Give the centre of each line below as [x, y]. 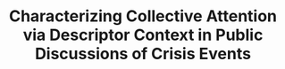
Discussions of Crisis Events [143, 54]
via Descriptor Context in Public [143, 35]
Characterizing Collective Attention [143, 16]
